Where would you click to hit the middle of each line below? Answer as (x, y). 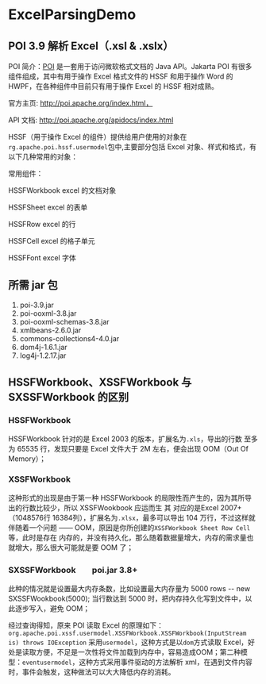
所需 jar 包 (33, 285)
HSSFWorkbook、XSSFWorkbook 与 (100, 382)
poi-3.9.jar (37, 305)
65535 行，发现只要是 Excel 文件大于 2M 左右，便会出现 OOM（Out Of (133, 448)
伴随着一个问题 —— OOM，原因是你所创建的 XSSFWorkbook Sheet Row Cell (129, 527)
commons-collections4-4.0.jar (69, 338)
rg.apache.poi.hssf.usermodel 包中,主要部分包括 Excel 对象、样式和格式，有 (132, 147)
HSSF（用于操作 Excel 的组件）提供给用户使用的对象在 (98, 137)
